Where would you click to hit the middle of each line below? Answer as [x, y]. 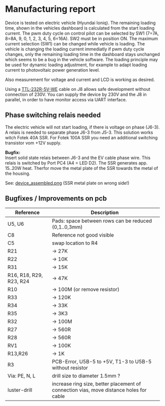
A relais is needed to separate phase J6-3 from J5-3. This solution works [79, 132]
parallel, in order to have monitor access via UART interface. [66, 99]
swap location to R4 [75, 243]
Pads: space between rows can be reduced [102, 221]
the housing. [18, 173]
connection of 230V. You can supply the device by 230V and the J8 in [76, 94]
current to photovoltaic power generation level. [53, 70]
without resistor [70, 367]
